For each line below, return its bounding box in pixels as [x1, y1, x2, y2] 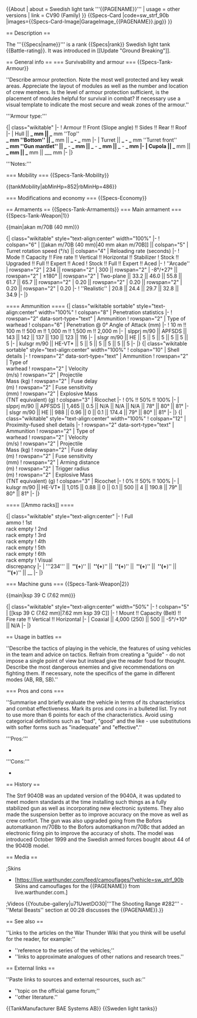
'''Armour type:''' [6, 112, 47, 119]
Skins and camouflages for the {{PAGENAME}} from [14, 883, 140, 889]
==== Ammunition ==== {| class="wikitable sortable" [6, 303, 135, 309]
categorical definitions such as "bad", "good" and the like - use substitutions [6, 717, 191, 725]
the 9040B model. [6, 842, 50, 849]
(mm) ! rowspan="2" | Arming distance [6, 459, 100, 466]
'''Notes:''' [6, 161, 32, 167]
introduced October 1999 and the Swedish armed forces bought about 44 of [6, 836, 191, 843]
